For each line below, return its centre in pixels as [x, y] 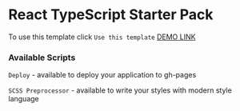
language [24, 99]
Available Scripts [42, 57]
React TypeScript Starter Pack [111, 15]
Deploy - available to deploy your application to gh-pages [102, 75]
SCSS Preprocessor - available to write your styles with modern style [120, 90]
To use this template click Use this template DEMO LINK [102, 37]
